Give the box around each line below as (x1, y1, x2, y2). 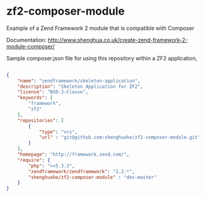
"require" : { (17, 157, 51, 163)
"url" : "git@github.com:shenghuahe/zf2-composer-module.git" (38, 134, 201, 141)
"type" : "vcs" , (38, 129, 78, 135)
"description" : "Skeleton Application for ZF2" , (17, 84, 143, 90)
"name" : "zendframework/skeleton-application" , (17, 77, 140, 84)
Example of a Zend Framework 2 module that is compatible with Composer (6, 24, 195, 32)
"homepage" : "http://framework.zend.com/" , (17, 151, 130, 158)
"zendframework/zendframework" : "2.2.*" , (28, 168, 135, 174)
